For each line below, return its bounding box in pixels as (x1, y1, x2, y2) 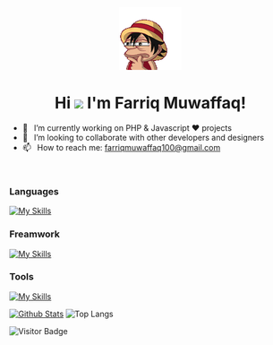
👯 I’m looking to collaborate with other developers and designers (21, 132, 265, 142)
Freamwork (9, 228, 61, 240)
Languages (9, 185, 60, 197)
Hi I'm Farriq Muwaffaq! (55, 93, 246, 114)
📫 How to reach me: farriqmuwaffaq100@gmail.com (21, 142, 221, 152)
